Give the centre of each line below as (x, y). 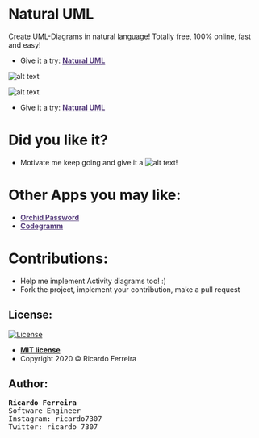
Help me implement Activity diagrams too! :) (93, 281)
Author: (28, 384)
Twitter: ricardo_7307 (53, 427)
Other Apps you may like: (95, 195)
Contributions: (58, 258)
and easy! (25, 44)
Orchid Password (50, 217)
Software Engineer (45, 411)
